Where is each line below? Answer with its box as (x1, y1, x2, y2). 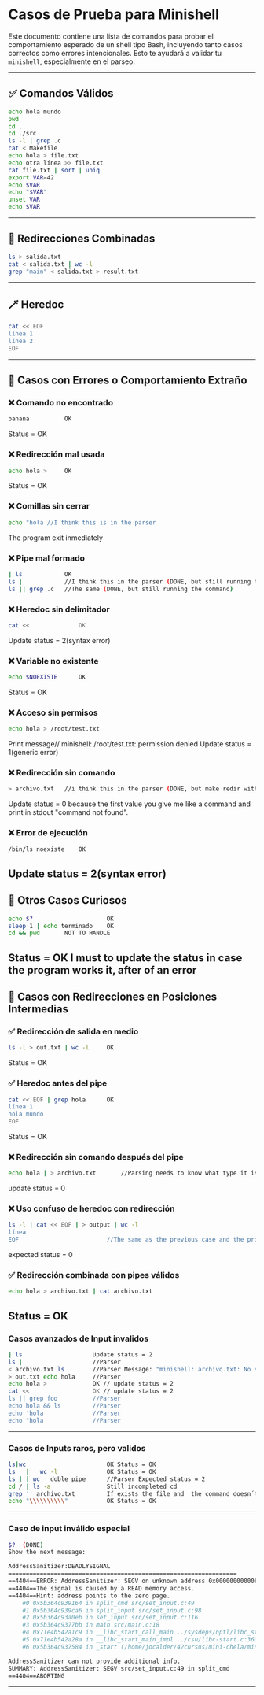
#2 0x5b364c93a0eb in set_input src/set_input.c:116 (22, 1614, 199, 1622)
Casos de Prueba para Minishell (8, 6, 220, 24)
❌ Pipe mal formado (8, 553, 85, 564)
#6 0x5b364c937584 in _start (22, 1643, 118, 1651)
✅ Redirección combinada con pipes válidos (8, 1270, 180, 1281)
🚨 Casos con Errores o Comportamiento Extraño (8, 374, 247, 387)
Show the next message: (8, 1549, 86, 1556)
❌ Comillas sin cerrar (8, 501, 90, 512)
